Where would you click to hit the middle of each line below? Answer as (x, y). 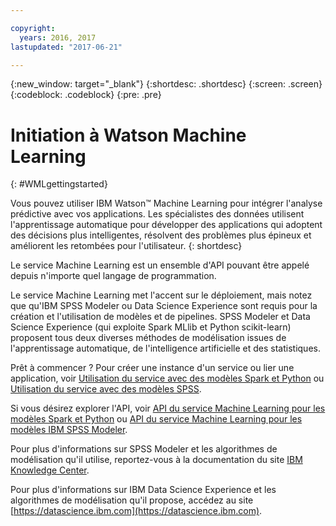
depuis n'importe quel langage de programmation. (113, 276)
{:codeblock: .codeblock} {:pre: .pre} (86, 95)
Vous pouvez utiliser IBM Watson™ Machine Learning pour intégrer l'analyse (166, 203)
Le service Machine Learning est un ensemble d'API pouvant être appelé (160, 265)
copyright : (33, 28)
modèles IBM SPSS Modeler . (69, 430)
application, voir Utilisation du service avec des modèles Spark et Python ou (167, 378)
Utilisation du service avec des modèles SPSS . (106, 389)
